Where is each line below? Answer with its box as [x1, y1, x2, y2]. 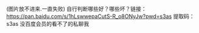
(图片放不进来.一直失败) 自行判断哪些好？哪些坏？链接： [6, 5, 147, 12]
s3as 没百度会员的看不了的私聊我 [6, 20, 89, 27]
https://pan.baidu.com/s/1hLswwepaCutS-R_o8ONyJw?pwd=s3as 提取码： [6, 13, 195, 20]
